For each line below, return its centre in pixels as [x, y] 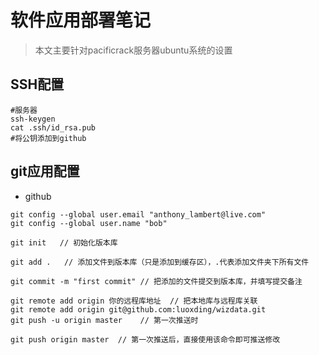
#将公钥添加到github [48, 138]
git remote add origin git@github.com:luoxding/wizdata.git [138, 309]
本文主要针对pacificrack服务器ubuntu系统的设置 [133, 50]
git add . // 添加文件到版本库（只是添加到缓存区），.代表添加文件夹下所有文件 [160, 262]
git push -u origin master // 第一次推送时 [104, 320]
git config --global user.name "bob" [89, 223]
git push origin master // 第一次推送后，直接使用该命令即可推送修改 [145, 339]
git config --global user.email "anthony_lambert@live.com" [138, 214]
